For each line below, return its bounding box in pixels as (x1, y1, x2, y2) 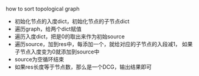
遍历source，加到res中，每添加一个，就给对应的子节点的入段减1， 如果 (14, 41, 193, 47)
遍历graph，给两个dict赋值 (14, 26, 82, 32)
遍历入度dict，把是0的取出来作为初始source (14, 33, 125, 40)
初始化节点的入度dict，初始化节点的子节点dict (14, 18, 130, 25)
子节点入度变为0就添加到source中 (14, 48, 100, 55)
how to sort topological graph (5, 5, 80, 12)
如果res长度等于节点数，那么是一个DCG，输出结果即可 (14, 63, 152, 71)
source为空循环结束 (14, 56, 65, 63)
